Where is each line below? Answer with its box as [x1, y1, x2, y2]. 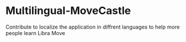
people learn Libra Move [5, 29, 65, 36]
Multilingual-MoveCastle [5, 4, 131, 17]
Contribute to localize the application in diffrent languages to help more [5, 23, 180, 30]
